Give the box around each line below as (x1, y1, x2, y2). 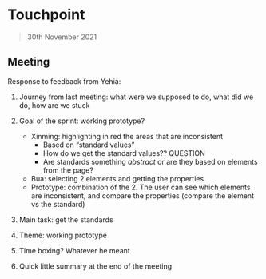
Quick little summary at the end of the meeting (18, 261, 173, 271)
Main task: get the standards (18, 214, 113, 225)
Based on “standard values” (42, 140, 135, 149)
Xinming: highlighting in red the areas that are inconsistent (30, 131, 224, 141)
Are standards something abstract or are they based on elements (42, 157, 258, 166)
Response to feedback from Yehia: (7, 76, 121, 86)
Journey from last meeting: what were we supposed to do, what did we (18, 92, 254, 102)
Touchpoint (7, 6, 85, 24)
